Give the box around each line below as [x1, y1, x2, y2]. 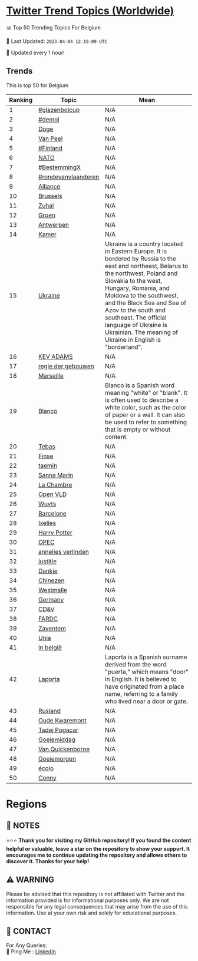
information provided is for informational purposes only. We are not [6, 897, 169, 904]
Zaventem [38, 624, 67, 632]
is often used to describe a [105, 396, 179, 404]
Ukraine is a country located [105, 240, 183, 248]
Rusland [38, 706, 61, 715]
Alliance [38, 182, 61, 190]
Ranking [9, 95, 33, 104]
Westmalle [38, 586, 68, 594]
